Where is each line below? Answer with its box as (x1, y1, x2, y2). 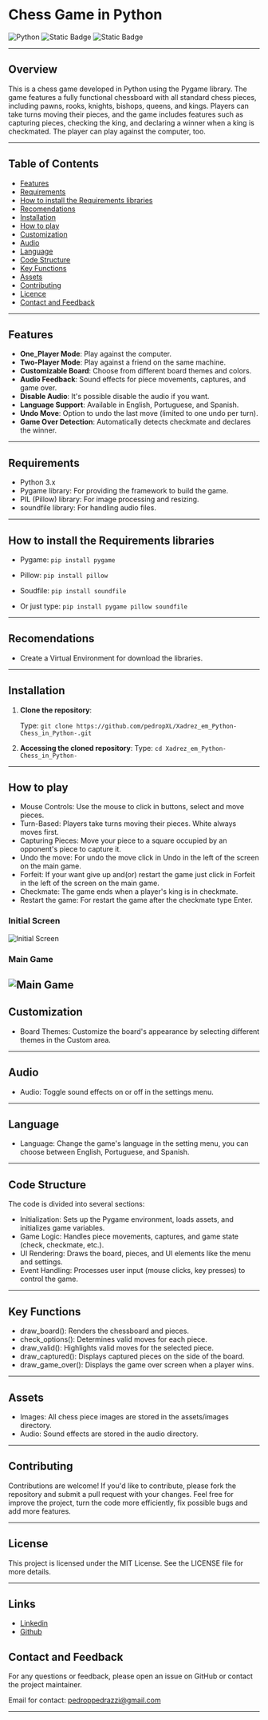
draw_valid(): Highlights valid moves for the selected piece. (19, 1343, 214, 1353)
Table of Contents (8, 158, 100, 171)
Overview (8, 62, 58, 77)
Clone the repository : (19, 705, 93, 715)
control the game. (19, 1274, 78, 1284)
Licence (19, 289, 46, 298)
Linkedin (19, 1618, 49, 1628)
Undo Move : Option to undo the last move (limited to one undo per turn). (19, 409, 258, 418)
